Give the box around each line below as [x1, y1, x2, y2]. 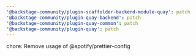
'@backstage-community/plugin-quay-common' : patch [6, 20, 138, 26]
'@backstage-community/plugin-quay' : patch [6, 26, 119, 32]
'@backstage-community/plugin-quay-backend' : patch [6, 15, 141, 21]
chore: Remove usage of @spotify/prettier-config [6, 43, 130, 50]
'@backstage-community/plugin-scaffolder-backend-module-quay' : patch [6, 9, 190, 15]
